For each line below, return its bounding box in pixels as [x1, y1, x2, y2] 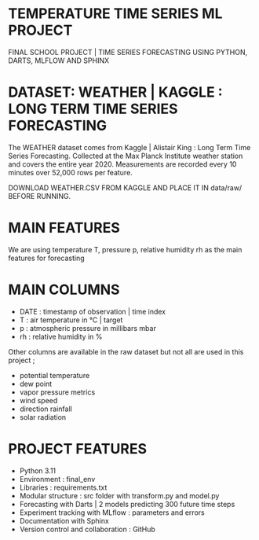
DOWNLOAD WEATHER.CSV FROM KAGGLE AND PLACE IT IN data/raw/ [8, 182, 243, 193]
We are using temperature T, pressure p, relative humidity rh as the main [8, 244, 243, 254]
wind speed [19, 395, 58, 405]
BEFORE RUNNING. [8, 191, 71, 200]
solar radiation [19, 412, 67, 421]
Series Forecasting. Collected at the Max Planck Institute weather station [8, 151, 243, 160]
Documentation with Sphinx [19, 516, 110, 525]
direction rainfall [19, 404, 72, 413]
